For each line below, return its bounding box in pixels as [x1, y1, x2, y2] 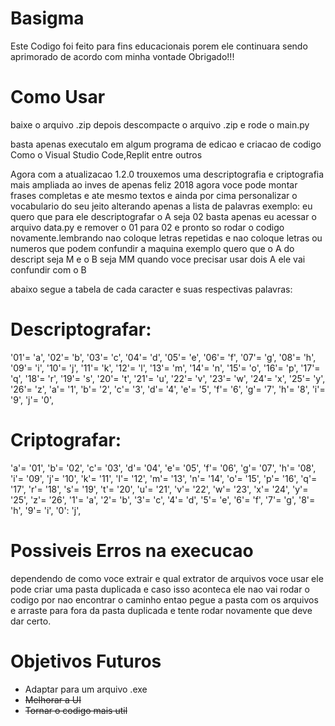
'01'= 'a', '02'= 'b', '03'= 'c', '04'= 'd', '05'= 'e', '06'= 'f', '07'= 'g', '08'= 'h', [10, 351, 317, 363]
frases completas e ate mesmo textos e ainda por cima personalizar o [10, 189, 298, 201]
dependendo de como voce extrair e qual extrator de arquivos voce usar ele [10, 572, 324, 584]
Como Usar [10, 86, 106, 109]
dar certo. [10, 615, 52, 627]
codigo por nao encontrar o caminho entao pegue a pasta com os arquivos [10, 593, 319, 606]
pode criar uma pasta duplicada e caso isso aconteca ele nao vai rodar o [10, 583, 310, 595]
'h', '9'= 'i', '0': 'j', [10, 504, 82, 516]
